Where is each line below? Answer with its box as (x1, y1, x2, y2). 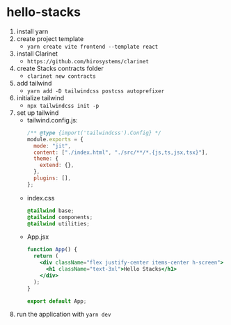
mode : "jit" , (33, 142, 71, 150)
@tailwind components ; (26, 214, 93, 221)
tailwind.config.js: (26, 116, 78, 124)
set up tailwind (16, 109, 59, 117)
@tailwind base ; (26, 207, 74, 214)
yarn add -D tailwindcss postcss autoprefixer (26, 88, 165, 95)
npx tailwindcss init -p (26, 102, 99, 109)
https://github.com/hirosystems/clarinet (26, 58, 149, 65)
